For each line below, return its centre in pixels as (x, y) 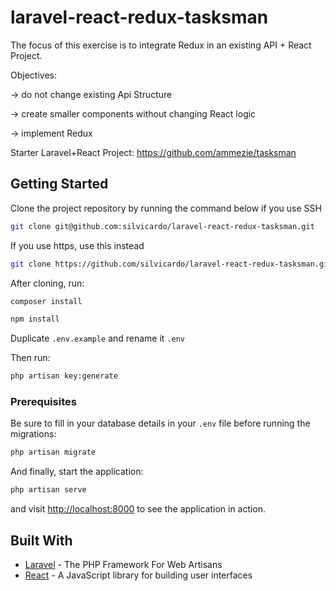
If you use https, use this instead (77, 245)
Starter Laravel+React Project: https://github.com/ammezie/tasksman (153, 152)
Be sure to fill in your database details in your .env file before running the (160, 423)
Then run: (30, 358)
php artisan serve (48, 490)
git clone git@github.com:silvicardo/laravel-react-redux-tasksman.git (162, 226)
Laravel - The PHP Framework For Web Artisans (123, 564)
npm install (35, 319)
